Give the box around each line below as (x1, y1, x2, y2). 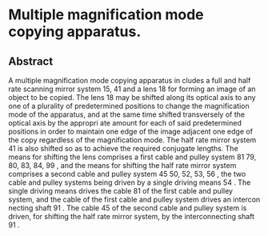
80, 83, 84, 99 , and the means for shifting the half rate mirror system (8, 161, 237, 170)
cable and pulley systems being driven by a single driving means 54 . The (8, 178, 251, 187)
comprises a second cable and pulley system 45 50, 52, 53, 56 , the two (8, 170, 246, 178)
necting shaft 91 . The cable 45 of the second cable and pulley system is (8, 203, 247, 213)
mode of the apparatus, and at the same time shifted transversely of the (8, 110, 246, 119)
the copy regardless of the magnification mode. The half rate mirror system (8, 135, 257, 145)
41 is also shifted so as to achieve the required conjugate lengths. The (8, 144, 238, 153)
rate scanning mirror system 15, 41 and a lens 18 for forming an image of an (8, 84, 256, 94)
